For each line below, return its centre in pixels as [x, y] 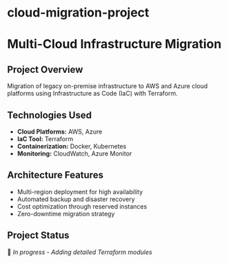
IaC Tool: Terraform [45, 139]
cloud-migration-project [78, 13]
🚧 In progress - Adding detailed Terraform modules [80, 252]
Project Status [39, 235]
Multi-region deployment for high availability [80, 191]
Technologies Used [49, 115]
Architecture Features [55, 175]
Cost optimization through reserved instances [82, 206]
